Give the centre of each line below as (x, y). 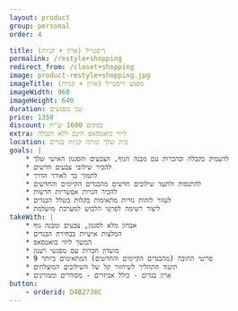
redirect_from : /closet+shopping (72, 67)
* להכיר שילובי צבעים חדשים (69, 167)
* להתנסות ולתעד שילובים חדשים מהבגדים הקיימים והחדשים (114, 184)
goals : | (26, 151)
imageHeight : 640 (42, 100)
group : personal (40, 26)
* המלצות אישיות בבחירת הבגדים (74, 234)
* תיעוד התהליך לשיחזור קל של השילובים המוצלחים (101, 267)
